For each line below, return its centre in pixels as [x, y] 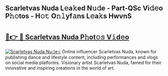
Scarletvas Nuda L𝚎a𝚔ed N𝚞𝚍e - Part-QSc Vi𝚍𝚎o [84, 8]
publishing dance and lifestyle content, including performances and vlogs [82, 57]
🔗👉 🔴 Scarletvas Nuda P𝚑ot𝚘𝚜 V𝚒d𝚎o [67, 37]
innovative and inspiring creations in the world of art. [60, 68]
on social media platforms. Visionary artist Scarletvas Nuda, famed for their [83, 63]
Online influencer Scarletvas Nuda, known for [109, 52]
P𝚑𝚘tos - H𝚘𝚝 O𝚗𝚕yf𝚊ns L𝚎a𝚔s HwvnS [69, 16]
